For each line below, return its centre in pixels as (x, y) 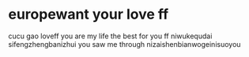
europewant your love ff (89, 14)
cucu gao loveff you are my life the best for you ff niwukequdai (110, 36)
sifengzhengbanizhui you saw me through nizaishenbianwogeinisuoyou (124, 44)
